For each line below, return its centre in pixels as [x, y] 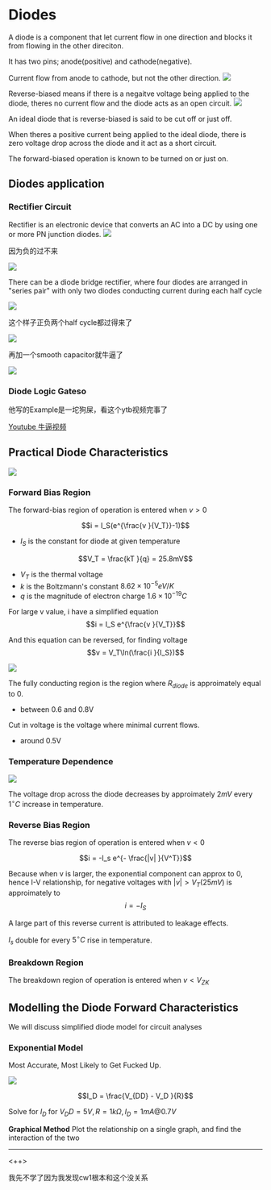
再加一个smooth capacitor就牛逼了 [66, 354]
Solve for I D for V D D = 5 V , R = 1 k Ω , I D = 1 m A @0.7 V [92, 1113]
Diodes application [56, 184]
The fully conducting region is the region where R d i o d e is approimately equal [135, 684]
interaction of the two [44, 1138]
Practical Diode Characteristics [88, 453]
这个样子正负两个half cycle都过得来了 [71, 322]
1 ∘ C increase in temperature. [56, 803]
